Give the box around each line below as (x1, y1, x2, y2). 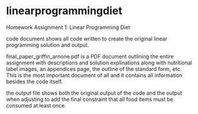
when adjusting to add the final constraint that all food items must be (6, 96, 173, 103)
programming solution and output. (6, 41, 89, 48)
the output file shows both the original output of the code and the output (6, 89, 183, 96)
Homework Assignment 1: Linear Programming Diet (6, 24, 131, 31)
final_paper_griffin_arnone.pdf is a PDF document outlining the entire (6, 53, 174, 60)
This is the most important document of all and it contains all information (6, 71, 183, 79)
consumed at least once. (6, 102, 66, 109)
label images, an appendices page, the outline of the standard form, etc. (6, 65, 182, 72)
